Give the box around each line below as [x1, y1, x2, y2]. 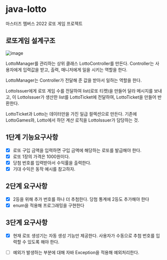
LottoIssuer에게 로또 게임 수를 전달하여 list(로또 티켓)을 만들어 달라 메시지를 [5, 88, 153, 94]
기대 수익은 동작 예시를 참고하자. [12, 166, 76, 172]
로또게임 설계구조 [5, 36, 56, 45]
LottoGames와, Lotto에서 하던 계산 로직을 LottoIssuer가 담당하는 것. [5, 117, 140, 123]
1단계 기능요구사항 [5, 133, 59, 141]
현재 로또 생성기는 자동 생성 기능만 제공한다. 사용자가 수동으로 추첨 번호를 [12, 233, 155, 239]
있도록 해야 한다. [27, 239, 60, 245]
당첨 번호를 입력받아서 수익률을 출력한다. [12, 159, 91, 165]
